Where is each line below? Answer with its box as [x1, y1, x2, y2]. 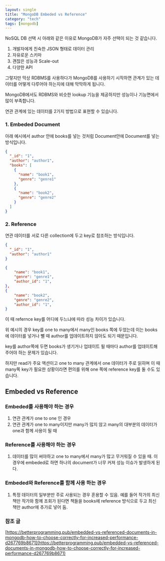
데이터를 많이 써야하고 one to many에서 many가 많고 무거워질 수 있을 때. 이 [12, 453, 158, 459]
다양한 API [12, 64, 33, 70]
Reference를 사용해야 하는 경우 [5, 441, 76, 448]
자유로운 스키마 [12, 52, 42, 58]
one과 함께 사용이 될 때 [12, 428, 57, 434]
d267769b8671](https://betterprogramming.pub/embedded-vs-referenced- [5, 540, 159, 546]
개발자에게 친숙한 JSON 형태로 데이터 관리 [12, 46, 94, 52]
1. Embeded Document [5, 121, 60, 128]
